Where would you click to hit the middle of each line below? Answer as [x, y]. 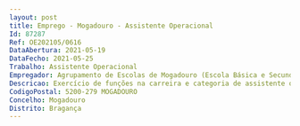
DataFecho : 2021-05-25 [51, 59]
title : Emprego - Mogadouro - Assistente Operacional [112, 26]
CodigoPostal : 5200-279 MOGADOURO [74, 91]
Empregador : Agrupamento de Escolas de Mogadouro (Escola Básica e [137, 75]
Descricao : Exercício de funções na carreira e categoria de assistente [147, 83]
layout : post [33, 17]
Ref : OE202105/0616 [46, 42]
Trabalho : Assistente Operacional [74, 67]
